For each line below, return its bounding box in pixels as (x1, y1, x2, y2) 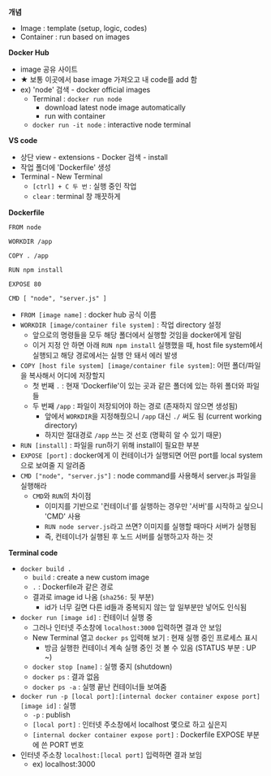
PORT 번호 (49, 740, 84, 749)
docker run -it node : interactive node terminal (32, 120, 191, 129)
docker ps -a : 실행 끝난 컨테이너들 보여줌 (32, 682, 167, 691)
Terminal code (8, 548, 58, 557)
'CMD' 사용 (44, 511, 81, 521)
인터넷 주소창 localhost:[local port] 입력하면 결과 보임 (19, 750, 203, 760)
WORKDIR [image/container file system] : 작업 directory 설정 (19, 320, 222, 329)
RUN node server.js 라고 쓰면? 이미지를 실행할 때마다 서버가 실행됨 (44, 522, 257, 531)
